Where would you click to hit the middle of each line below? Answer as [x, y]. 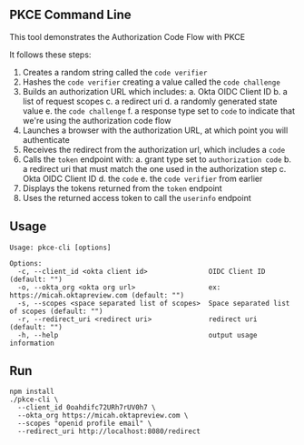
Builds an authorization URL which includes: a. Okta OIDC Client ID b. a [155, 91]
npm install [32, 392]
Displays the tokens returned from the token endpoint [122, 188]
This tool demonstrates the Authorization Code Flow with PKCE [127, 36]
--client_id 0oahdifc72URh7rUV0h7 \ [87, 408]
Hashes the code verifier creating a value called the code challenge [152, 82]
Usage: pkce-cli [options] [60, 248]
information [32, 343]
